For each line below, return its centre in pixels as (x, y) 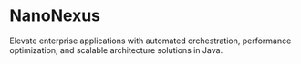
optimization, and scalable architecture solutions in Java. (116, 50)
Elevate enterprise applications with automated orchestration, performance (150, 41)
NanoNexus (55, 16)
